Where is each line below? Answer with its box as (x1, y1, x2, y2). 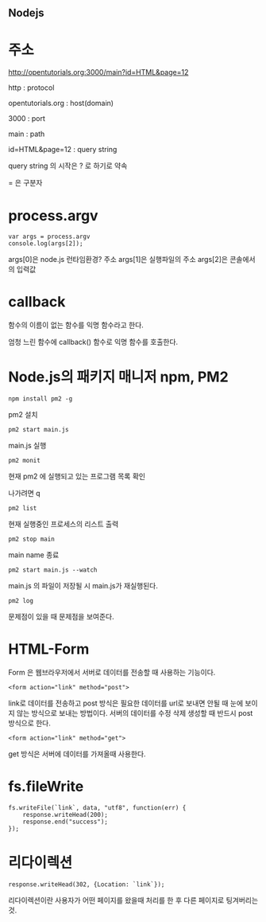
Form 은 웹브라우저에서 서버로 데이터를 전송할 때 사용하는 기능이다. (8, 668, 216, 678)
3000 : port (8, 114, 46, 123)
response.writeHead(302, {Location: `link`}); (8, 880, 165, 889)
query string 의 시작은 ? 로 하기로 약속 (8, 161, 128, 170)
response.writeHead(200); (22, 811, 109, 819)
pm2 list (8, 505, 37, 513)
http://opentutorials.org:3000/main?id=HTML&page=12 (8, 68, 189, 77)
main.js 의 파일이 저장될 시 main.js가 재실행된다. (8, 581, 159, 591)
